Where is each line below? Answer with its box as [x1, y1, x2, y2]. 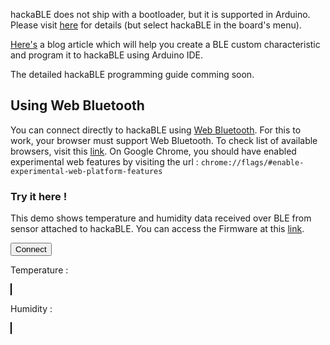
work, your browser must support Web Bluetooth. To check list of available [10, 134, 318, 146]
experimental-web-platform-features [10, 166, 163, 176]
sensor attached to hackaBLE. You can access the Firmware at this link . [10, 223, 305, 235]
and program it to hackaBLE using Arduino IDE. [10, 49, 204, 61]
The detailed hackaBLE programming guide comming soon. [10, 69, 255, 80]
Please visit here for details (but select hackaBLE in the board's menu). [10, 19, 302, 31]
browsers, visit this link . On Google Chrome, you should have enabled [10, 145, 297, 157]
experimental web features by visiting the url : [10, 155, 199, 168]
